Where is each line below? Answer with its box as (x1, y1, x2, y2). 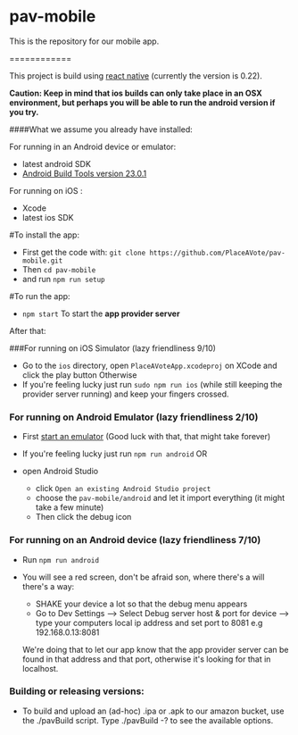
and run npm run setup (21, 273, 105, 284)
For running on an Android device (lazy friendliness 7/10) (9, 534, 261, 547)
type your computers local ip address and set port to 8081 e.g (35, 617, 263, 628)
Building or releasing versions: (9, 685, 145, 697)
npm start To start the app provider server (21, 308, 180, 319)
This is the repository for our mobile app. (9, 36, 160, 46)
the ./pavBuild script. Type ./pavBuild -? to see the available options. (21, 714, 274, 725)
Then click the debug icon (35, 512, 132, 522)
